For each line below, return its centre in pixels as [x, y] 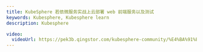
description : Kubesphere [37, 23]
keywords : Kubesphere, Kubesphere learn [58, 18]
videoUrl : [24, 40]
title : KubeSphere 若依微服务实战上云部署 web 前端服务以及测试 [80, 12]
